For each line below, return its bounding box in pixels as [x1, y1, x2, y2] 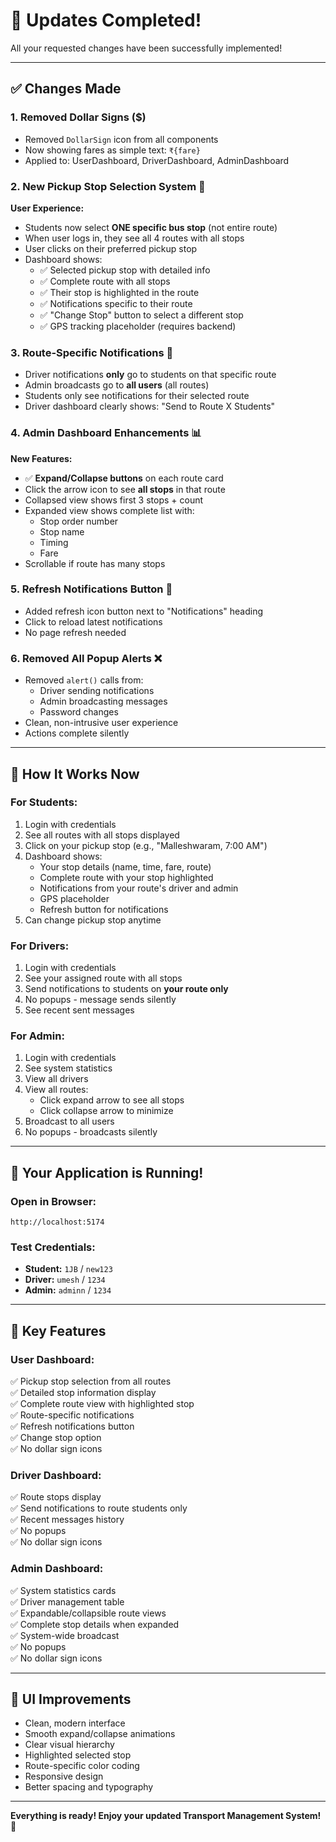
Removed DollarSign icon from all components [24, 133, 219, 145]
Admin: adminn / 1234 [24, 1284, 112, 1296]
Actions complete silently [24, 727, 130, 739]
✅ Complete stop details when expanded [10, 1618, 180, 1630]
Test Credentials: [10, 1240, 96, 1254]
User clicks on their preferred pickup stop [24, 242, 198, 254]
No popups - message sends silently [24, 994, 177, 1006]
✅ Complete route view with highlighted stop [10, 1398, 195, 1410]
